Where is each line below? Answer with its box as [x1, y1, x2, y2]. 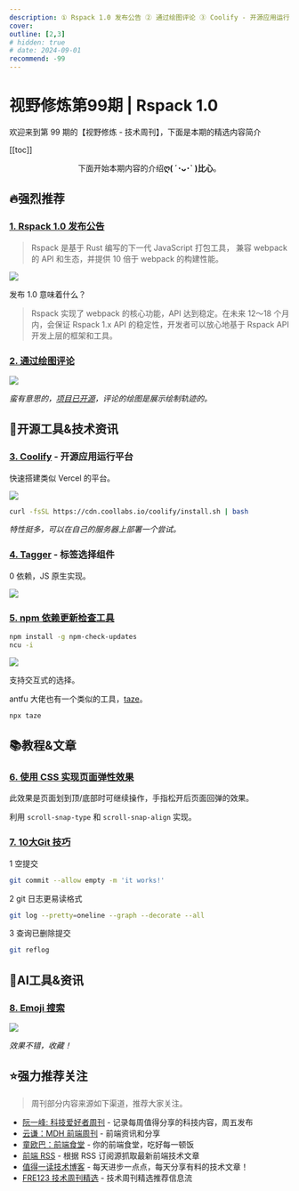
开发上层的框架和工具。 [30, 330, 117, 341]
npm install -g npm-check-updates [9, 633, 138, 642]
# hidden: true [9, 37, 66, 47]
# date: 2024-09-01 [9, 46, 82, 55]
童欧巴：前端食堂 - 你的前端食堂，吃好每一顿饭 [21, 1138, 195, 1149]
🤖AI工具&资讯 [9, 972, 85, 988]
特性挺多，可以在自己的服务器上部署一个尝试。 [9, 524, 181, 535]
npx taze [9, 711, 42, 720]
